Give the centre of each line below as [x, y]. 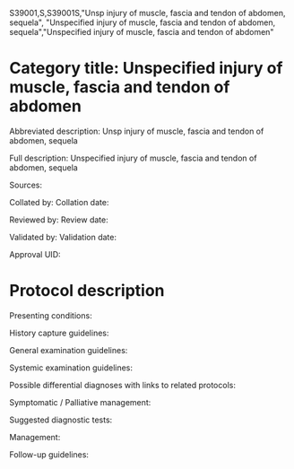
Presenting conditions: [51, 315]
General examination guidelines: [69, 350]
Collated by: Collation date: [59, 202]
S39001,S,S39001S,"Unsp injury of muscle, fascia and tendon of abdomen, [147, 13]
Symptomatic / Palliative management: [80, 402]
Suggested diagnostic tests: [61, 420]
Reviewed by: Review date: [59, 220]
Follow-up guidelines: [49, 454]
